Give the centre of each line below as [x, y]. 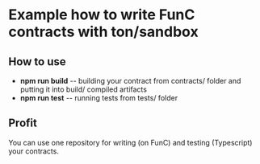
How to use [37, 61]
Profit [23, 123]
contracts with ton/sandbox [104, 32]
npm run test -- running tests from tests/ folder [99, 98]
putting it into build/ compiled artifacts [84, 89]
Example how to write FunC [102, 15]
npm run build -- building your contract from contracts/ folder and [130, 81]
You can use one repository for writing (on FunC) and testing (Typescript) [130, 142]
